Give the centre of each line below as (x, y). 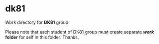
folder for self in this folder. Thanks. (42, 37)
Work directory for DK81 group (37, 22)
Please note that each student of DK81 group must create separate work (80, 32)
